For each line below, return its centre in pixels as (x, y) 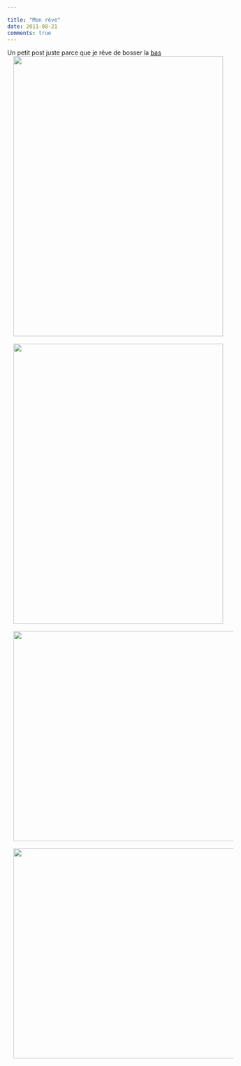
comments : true (29, 33)
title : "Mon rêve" (34, 20)
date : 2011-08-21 (32, 26)
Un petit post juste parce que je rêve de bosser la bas (85, 52)
